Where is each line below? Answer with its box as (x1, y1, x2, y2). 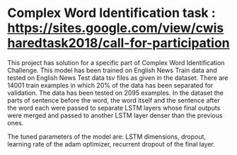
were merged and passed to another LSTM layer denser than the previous (7, 111, 223, 120)
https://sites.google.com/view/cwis (7, 20, 224, 36)
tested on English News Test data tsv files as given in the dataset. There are (7, 73, 229, 82)
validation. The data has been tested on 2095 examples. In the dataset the (7, 88, 224, 97)
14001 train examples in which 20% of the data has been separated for (7, 81, 214, 89)
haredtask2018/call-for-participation (7, 35, 230, 51)
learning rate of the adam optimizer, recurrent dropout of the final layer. (7, 139, 216, 148)
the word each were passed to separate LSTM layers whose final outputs (7, 103, 221, 112)
